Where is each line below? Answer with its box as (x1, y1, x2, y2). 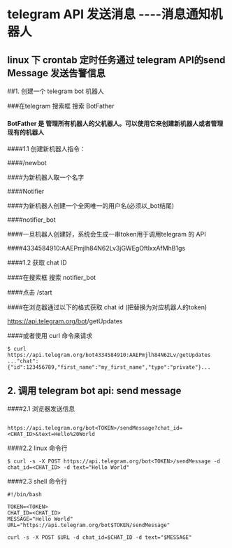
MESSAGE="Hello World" (7, 516, 73, 523)
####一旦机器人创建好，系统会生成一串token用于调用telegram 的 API (7, 230, 206, 239)
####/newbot (7, 159, 47, 167)
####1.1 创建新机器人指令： (7, 145, 86, 153)
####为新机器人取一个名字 (7, 173, 85, 182)
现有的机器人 (7, 127, 44, 136)
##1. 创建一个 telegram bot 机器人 (7, 87, 104, 95)
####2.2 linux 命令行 (7, 444, 68, 452)
